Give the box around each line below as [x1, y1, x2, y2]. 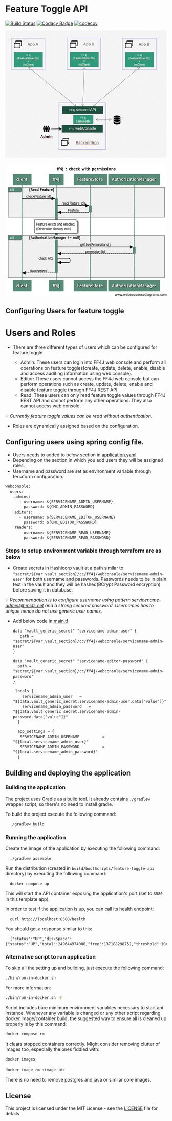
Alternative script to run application [5, 953, 96, 960]
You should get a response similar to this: [5, 926, 93, 932]
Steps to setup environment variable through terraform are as [5, 547, 162, 554]
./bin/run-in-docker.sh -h [5, 995, 63, 1000]
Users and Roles [5, 327, 76, 339]
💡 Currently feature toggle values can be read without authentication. [5, 413, 153, 419]
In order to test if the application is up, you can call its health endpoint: [5, 906, 154, 912]
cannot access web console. [20, 403, 81, 409]
